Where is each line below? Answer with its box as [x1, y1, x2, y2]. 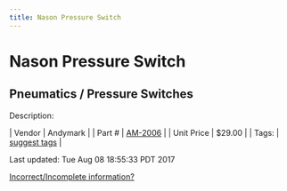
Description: [9, 110, 54, 121]
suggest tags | [9, 137, 62, 147]
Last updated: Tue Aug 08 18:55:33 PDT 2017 [9, 154, 176, 164]
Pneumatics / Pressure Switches [9, 86, 193, 102]
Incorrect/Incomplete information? [9, 171, 135, 182]
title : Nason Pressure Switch [9, 12, 122, 22]
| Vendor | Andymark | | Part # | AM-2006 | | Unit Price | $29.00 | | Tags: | [9, 127, 279, 138]
